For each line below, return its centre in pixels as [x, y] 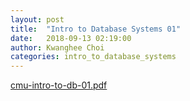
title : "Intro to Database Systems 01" [96, 29]
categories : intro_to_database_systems [93, 57]
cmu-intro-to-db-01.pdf [59, 85]
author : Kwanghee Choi [57, 47]
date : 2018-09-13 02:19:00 [71, 38]
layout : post [37, 19]
